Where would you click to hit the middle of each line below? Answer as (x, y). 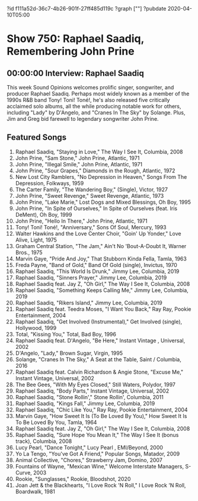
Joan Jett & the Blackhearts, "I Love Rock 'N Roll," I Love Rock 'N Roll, (100, 485)
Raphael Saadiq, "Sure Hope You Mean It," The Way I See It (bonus (97, 435)
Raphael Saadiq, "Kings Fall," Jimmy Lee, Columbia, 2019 (85, 403)
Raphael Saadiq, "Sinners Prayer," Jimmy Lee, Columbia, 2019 (91, 277)
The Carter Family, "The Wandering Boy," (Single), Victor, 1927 (92, 190)
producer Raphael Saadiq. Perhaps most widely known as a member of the (98, 94)
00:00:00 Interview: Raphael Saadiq (76, 73)
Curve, (23, 473)
